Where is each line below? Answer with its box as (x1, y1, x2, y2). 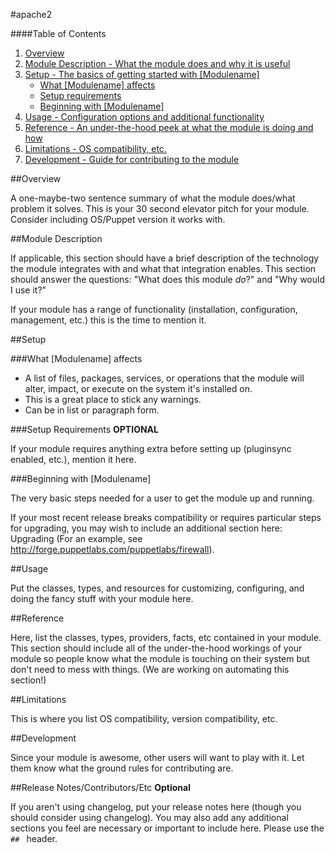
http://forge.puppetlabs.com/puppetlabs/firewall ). (10, 544, 215, 555)
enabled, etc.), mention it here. (10, 454, 137, 465)
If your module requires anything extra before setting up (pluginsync (10, 443, 292, 454)
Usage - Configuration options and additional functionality (24, 111, 265, 123)
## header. (10, 833, 58, 844)
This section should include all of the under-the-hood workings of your (10, 642, 303, 654)
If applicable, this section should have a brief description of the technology (10, 252, 320, 264)
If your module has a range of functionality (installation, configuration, (10, 304, 298, 315)
